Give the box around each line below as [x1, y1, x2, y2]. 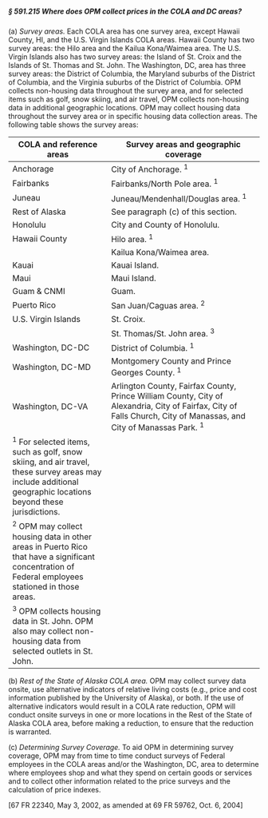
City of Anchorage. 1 [111, 162, 189, 175]
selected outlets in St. [12, 645, 93, 657]
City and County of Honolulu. [111, 219, 220, 230]
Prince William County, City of [111, 390, 223, 401]
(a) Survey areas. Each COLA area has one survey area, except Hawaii [8, 26, 241, 36]
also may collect [12, 625, 73, 637]
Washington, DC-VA [12, 401, 89, 412]
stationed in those [12, 581, 80, 592]
